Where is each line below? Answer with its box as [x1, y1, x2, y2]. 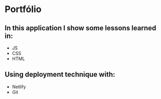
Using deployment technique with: [5, 70, 115, 79]
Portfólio [5, 4, 42, 15]
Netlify [12, 83, 26, 89]
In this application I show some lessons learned [5, 24, 156, 32]
